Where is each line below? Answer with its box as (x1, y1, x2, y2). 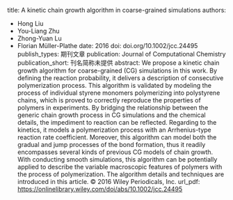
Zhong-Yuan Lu (17, 34, 62, 43)
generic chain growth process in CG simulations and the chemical (17, 111, 207, 119)
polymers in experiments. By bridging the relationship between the (17, 104, 209, 111)
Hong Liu (17, 20, 44, 27)
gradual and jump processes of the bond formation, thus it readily (17, 141, 206, 148)
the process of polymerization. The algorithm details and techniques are (17, 170, 225, 178)
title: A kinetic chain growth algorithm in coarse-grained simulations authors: (7, 6, 226, 14)
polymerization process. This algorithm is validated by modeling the (17, 82, 212, 89)
